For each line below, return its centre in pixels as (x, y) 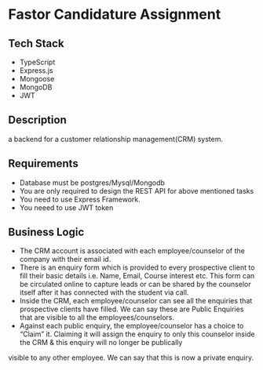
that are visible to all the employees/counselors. (97, 317)
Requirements (43, 163)
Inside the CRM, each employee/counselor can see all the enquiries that (136, 301)
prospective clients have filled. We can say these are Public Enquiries (131, 309)
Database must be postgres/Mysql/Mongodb (92, 183)
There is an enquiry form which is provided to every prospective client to (137, 267)
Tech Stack (36, 44)
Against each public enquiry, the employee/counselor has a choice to (131, 326)
